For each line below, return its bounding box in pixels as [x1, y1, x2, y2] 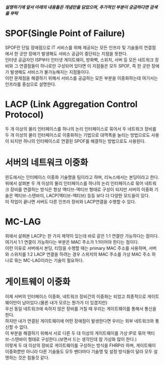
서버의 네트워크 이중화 [5, 157, 88, 168]
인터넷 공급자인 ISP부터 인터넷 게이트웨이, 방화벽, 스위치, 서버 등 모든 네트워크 [5, 57, 154, 63]
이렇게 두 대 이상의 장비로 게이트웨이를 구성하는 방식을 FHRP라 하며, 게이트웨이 [5, 342, 156, 348]
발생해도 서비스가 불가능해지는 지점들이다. [10, 69, 91, 75]
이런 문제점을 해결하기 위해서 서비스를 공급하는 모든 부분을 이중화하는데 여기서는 [5, 75, 158, 81]
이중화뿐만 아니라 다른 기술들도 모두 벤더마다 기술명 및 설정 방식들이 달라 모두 [5, 348, 153, 354]
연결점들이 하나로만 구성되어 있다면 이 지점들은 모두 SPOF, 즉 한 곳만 [19, 63, 151, 68]
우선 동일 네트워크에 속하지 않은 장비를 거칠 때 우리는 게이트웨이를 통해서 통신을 [5, 305, 157, 312]
